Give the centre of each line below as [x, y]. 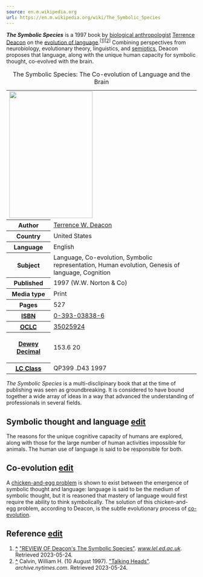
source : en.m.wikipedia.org [42, 12]
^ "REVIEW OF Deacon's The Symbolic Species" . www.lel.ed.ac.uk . [98, 548]
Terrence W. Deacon [83, 225]
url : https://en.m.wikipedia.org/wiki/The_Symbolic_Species [84, 18]
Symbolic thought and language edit [76, 421]
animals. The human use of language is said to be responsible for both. [95, 449]
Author [28, 225]
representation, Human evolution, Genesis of [117, 265]
